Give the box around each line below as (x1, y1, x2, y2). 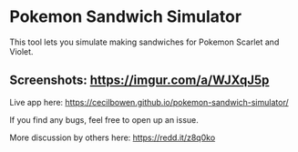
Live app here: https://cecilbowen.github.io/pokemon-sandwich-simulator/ (9, 96, 289, 107)
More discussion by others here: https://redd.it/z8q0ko (9, 132, 216, 143)
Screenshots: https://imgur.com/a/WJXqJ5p (9, 73, 270, 88)
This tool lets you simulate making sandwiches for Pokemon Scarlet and (9, 36, 280, 47)
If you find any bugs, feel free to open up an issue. (9, 114, 199, 125)
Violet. (9, 46, 34, 56)
